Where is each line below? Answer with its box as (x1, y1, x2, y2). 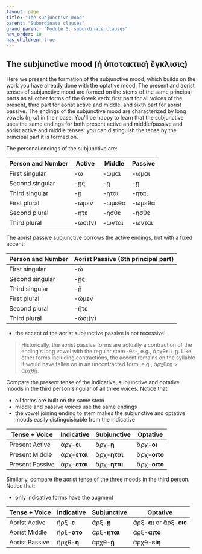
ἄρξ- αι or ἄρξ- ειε (133, 518, 187, 526)
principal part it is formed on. (6, 133, 78, 140)
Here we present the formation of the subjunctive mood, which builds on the (6, 75, 196, 82)
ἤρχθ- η (57, 538, 80, 546)
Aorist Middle (9, 528, 47, 536)
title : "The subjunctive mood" (6, 14, 85, 21)
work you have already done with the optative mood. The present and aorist (6, 82, 195, 89)
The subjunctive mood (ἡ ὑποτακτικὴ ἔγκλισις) (6, 59, 188, 69)
